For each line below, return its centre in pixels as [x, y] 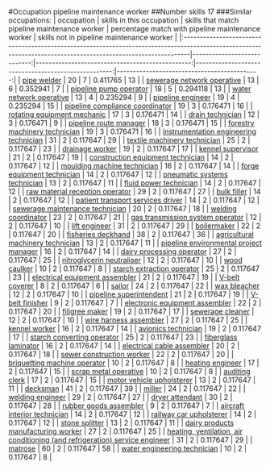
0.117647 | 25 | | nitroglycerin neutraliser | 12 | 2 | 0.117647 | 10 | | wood [126, 260]
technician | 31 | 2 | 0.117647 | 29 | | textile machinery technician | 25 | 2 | [129, 140]
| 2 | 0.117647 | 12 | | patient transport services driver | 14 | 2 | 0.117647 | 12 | [134, 200]
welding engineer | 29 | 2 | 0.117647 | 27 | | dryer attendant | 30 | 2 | [120, 397]
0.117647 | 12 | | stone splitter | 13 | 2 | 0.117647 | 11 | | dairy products [121, 423]
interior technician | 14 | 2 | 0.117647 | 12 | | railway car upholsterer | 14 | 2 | [132, 414]
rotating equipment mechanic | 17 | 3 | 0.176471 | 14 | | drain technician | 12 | [134, 114]
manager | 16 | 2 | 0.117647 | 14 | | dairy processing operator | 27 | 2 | [123, 252]
